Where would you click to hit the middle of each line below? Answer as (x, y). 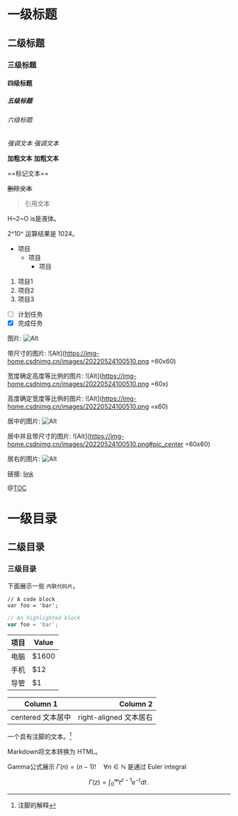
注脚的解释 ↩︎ (37, 805)
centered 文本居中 (41, 717)
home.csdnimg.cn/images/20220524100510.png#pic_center (96, 444)
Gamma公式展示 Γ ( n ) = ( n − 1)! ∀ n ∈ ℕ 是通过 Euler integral (97, 767)
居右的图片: (24, 459)
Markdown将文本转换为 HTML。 (54, 751)
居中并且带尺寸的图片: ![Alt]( (49, 436)
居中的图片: (24, 421)
